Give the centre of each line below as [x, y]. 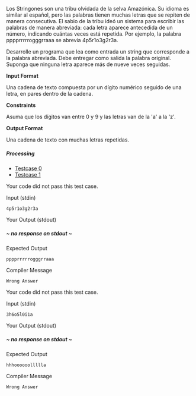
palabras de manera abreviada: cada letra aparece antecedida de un [89, 27]
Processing [20, 153]
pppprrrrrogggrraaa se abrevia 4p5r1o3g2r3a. [62, 40]
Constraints [21, 105]
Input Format [22, 76]
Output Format [25, 128]
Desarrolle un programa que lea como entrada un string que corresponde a [98, 52]
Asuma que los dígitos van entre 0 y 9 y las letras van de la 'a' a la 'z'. [91, 117]
